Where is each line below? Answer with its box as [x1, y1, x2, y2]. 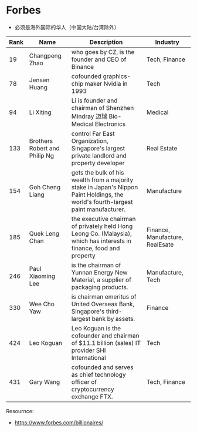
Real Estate [146, 144, 178, 152]
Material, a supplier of [71, 276, 132, 284]
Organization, [71, 136, 108, 145]
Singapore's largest [71, 144, 125, 152]
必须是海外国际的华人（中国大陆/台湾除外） [14, 24, 120, 31]
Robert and [29, 144, 60, 152]
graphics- [103, 72, 131, 80]
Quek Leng [29, 229, 60, 237]
